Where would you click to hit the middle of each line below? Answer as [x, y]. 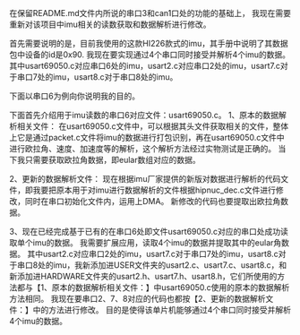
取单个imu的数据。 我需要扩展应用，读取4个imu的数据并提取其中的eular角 [146, 243]
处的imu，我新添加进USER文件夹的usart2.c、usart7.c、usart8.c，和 [162, 265]
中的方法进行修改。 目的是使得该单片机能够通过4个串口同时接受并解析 [162, 310]
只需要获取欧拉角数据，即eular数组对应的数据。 [112, 160]
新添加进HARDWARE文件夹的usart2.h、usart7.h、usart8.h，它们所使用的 [143, 276]
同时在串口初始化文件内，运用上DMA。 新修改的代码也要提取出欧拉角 [153, 201]
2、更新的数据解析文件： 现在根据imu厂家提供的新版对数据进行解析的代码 [145, 179]
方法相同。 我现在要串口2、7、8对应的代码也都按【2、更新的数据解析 [137, 299]
